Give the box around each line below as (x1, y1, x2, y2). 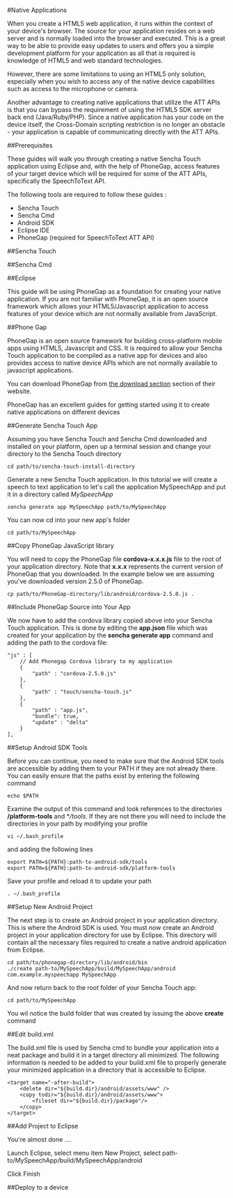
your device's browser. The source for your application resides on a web (7, 27, 216, 35)
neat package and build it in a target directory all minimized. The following (7, 1051, 219, 1059)
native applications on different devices (7, 408, 120, 416)
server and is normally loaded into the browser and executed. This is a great (7, 34, 226, 42)
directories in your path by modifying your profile (7, 819, 148, 828)
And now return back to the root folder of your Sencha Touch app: (7, 984, 197, 991)
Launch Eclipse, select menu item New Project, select (7, 1149, 161, 1157)
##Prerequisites (7, 141, 54, 149)
